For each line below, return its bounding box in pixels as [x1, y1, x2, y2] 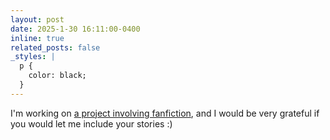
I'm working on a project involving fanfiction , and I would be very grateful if [10, 107, 320, 119]
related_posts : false [10, 42, 101, 53]
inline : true [10, 33, 65, 43]
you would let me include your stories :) [10, 117, 173, 130]
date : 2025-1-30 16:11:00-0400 [10, 24, 141, 34]
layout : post [10, 14, 65, 25]
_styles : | [10, 52, 56, 62]
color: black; [28, 71, 87, 81]
